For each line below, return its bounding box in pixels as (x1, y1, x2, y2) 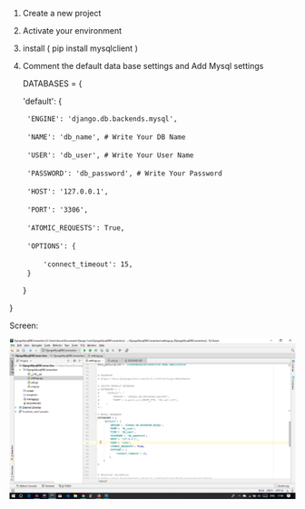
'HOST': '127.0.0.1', (26, 187, 109, 196)
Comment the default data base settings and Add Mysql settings (22, 61, 264, 71)
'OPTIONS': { (26, 242, 76, 251)
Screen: (9, 320, 39, 331)
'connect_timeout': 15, (43, 260, 133, 269)
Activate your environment (22, 25, 123, 35)
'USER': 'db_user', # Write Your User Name (26, 151, 194, 160)
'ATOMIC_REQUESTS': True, (26, 224, 125, 233)
